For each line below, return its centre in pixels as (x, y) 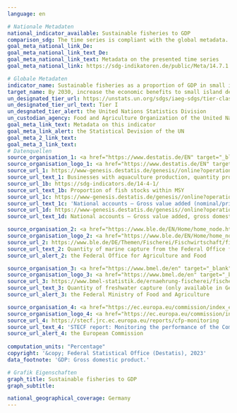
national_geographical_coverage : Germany (69, 399)
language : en (26, 14)
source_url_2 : (28, 242)
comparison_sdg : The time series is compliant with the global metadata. (118, 40)
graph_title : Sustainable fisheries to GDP (72, 379)
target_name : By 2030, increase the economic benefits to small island (115, 92)
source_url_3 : (28, 282)
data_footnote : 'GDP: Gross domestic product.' (79, 360)
